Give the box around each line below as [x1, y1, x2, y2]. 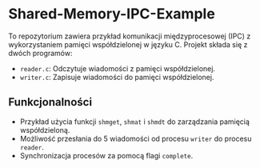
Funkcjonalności [8, 95, 93, 109]
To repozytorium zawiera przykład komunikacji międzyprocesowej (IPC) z [8, 31, 251, 41]
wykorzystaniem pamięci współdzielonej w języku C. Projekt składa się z [8, 39, 248, 49]
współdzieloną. [19, 125, 70, 134]
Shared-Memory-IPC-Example [8, 5, 216, 23]
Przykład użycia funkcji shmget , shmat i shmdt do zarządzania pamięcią [19, 117, 250, 126]
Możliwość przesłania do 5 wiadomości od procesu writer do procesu [19, 134, 252, 143]
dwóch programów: [8, 48, 74, 58]
